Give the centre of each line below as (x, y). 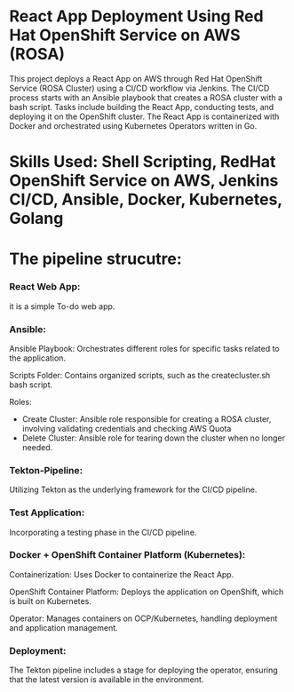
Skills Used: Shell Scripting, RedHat (143, 162)
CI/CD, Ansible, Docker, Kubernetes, (146, 199)
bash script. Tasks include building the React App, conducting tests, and (142, 107)
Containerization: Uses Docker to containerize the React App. (122, 574)
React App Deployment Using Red (136, 16)
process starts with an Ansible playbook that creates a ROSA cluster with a (146, 97)
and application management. (64, 627)
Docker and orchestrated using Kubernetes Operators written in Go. (133, 125)
